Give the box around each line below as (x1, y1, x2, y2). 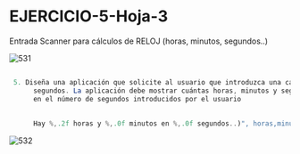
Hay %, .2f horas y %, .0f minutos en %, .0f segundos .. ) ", (32, 119, 250, 128)
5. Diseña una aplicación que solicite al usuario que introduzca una (12, 77, 281, 86)
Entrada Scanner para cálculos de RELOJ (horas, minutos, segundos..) (9, 36, 269, 46)
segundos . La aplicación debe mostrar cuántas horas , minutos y (32, 86, 278, 95)
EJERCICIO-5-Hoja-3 (9, 6, 169, 27)
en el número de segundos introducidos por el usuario (32, 94, 242, 103)
